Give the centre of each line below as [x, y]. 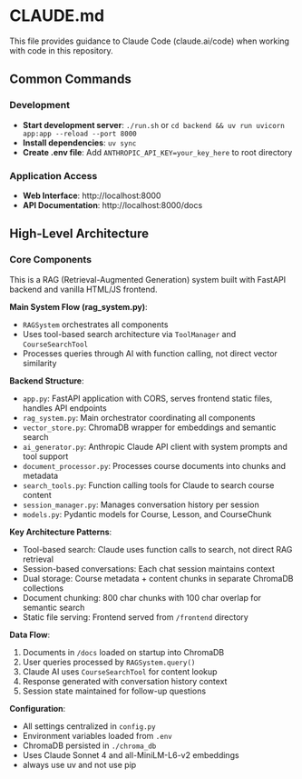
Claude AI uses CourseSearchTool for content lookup [120, 671]
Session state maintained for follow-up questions [114, 691]
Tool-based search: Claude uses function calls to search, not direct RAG [157, 549]
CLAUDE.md [57, 16]
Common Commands [70, 80]
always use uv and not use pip [79, 764]
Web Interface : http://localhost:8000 [92, 195]
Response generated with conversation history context [125, 681]
